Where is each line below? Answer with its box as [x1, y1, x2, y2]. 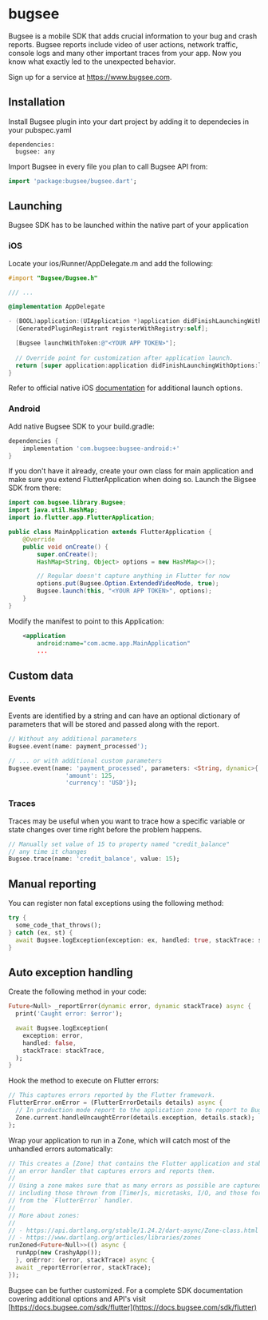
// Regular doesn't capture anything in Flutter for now [37, 572, 230, 580]
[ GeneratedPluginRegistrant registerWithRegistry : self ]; [15, 325, 209, 333]
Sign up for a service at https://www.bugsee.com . [8, 72, 172, 82]
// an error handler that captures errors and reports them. [8, 1166, 216, 1175]
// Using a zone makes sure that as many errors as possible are [8, 1182, 230, 1190]
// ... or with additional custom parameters [8, 756, 162, 764]
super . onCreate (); [37, 550, 98, 558]
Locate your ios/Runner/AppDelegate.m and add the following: [8, 258, 214, 268]
